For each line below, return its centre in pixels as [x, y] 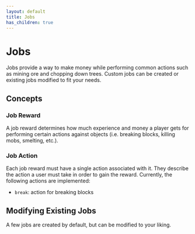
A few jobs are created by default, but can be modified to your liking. [88, 225]
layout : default [26, 11]
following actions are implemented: [48, 181]
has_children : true [30, 22]
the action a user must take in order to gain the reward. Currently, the [89, 175]
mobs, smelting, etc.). [32, 140]
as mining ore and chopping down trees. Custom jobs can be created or [93, 74]
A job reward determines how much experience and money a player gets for [97, 128]
